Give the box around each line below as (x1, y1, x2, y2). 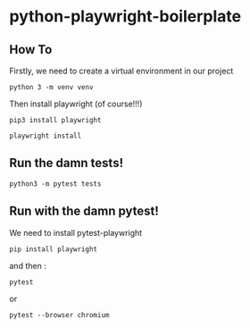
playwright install (9, 131, 82, 140)
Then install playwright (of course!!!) (9, 98, 143, 109)
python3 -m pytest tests (9, 179, 102, 189)
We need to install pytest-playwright (9, 227, 143, 238)
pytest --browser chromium (9, 310, 110, 319)
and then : (9, 260, 46, 271)
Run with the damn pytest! (9, 204, 159, 219)
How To (9, 42, 53, 57)
